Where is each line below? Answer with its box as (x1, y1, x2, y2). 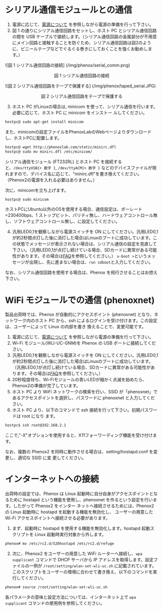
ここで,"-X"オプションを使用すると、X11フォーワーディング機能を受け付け (5, 432, 153, 438)
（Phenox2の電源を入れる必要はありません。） (5, 177, 97, 183)
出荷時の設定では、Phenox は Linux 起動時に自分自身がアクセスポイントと (5, 491, 154, 497)
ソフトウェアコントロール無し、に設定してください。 (13, 219, 120, 224)
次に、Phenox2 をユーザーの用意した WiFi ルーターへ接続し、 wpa (12, 551, 143, 556)
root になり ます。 (21, 413, 58, 419)
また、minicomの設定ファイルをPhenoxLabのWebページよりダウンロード (5, 129, 152, 134)
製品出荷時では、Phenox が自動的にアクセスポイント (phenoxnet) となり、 (5, 312, 154, 317)
